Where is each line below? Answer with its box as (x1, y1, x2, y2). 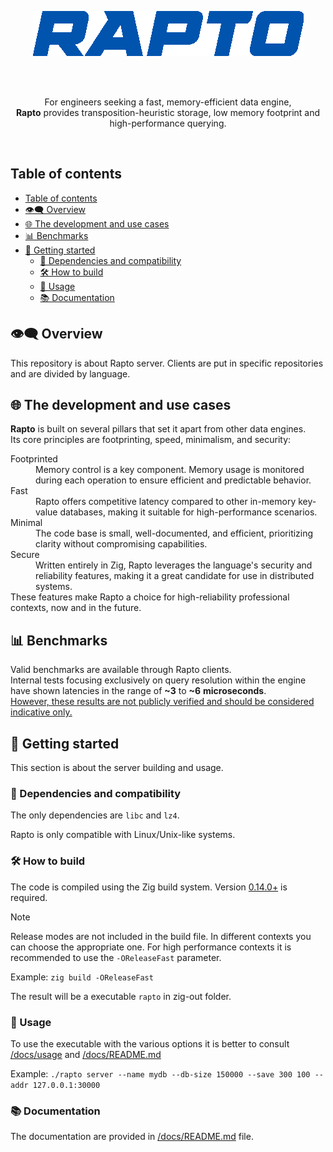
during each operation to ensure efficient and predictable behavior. (35, 474, 312, 486)
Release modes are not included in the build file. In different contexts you (10, 930, 312, 942)
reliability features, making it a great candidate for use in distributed (35, 570, 315, 582)
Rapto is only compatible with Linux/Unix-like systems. (10, 829, 236, 841)
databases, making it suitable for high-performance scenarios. (59, 506, 318, 518)
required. (10, 891, 48, 903)
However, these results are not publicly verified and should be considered (10, 696, 315, 708)
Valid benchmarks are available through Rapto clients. (10, 664, 232, 676)
